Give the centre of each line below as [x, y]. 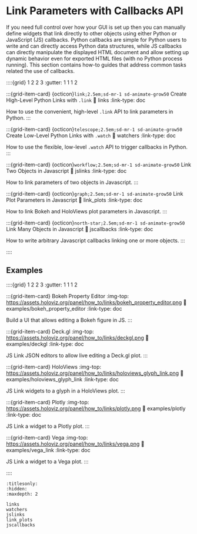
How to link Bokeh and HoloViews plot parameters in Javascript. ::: [87, 211]
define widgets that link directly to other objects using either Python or [91, 33]
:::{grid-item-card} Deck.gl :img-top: [50, 331]
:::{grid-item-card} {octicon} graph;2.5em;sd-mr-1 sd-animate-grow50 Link [95, 193]
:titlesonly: [22, 484]
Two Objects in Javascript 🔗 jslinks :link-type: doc [66, 171]
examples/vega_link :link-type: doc [48, 450]
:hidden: [17, 489]
